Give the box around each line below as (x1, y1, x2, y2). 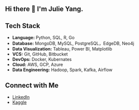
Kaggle (12, 99, 27, 106)
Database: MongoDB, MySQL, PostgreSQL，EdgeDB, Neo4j (12, 40, 134, 47)
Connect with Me (5, 81, 59, 89)
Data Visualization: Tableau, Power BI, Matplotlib (12, 46, 112, 52)
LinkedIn (12, 94, 30, 100)
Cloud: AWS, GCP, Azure (12, 62, 63, 68)
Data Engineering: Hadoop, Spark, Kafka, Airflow (12, 67, 113, 73)
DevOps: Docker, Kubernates (12, 56, 72, 62)
